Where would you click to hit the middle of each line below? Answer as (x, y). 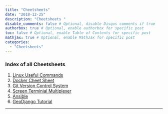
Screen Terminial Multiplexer (42, 91)
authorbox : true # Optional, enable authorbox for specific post (74, 28)
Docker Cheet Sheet (33, 80)
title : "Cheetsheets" (28, 10)
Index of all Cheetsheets (35, 64)
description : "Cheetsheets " (35, 19)
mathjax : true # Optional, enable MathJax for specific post (70, 38)
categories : (17, 42)
